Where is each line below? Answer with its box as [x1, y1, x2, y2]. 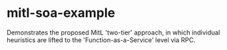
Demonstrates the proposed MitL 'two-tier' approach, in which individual [6, 28, 221, 37]
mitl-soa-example [6, 5, 116, 21]
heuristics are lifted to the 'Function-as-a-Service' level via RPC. [6, 35, 196, 44]
